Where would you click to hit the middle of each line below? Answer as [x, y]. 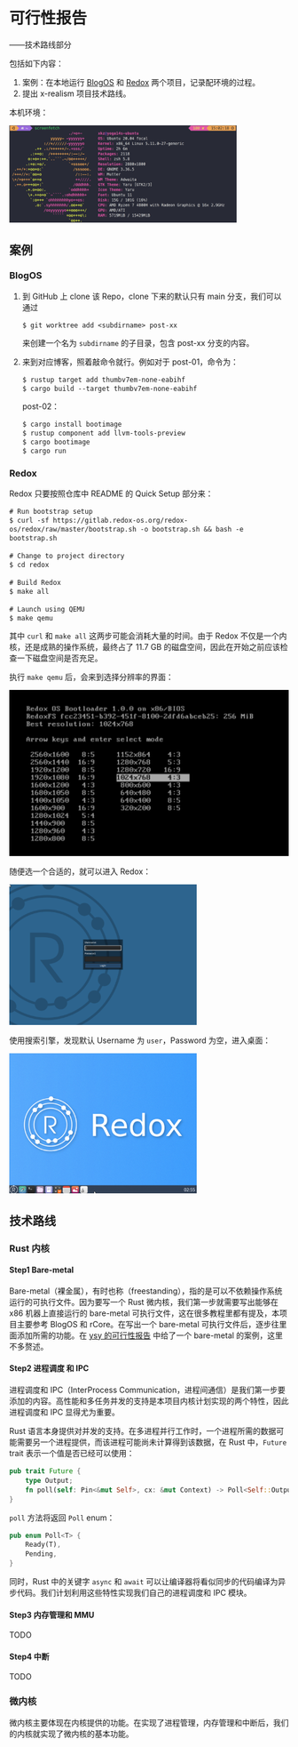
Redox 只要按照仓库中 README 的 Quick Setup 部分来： [111, 493]
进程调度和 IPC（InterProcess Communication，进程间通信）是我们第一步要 [147, 1390]
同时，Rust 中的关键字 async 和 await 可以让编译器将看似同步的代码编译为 [144, 1582]
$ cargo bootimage [56, 442]
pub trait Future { [45, 1471]
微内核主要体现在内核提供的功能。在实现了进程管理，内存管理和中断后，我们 [149, 1722]
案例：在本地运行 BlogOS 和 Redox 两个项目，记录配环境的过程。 [141, 82]
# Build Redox [35, 583]
